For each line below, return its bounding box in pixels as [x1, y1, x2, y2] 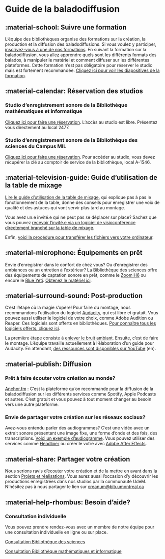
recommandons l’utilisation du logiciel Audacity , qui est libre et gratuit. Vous [5, 310, 159, 316]
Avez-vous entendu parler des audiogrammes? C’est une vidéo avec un [5, 425, 150, 431]
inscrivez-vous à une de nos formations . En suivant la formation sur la [5, 47, 146, 52]
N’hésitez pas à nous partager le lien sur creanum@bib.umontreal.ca [5, 484, 144, 490]
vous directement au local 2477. [5, 124, 70, 130]
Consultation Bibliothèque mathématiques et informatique [5, 548, 122, 554]
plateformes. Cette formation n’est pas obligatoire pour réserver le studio [5, 63, 153, 68]
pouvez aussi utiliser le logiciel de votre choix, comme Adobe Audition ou [5, 315, 154, 321]
